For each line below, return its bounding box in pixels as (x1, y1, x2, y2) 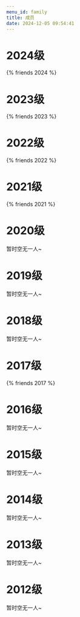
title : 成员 (6, 15, 35, 21)
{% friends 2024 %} (6, 69, 57, 76)
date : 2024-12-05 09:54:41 (6, 20, 75, 26)
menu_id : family (6, 9, 47, 15)
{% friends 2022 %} (6, 157, 57, 164)
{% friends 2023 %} (6, 113, 57, 120)
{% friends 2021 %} (6, 201, 56, 208)
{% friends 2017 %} (6, 379, 56, 386)
